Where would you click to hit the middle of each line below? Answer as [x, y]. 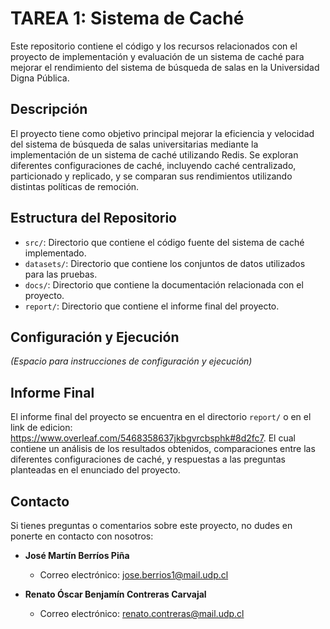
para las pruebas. [61, 274]
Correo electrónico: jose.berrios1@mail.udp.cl [134, 575]
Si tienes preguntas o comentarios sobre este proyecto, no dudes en [151, 525]
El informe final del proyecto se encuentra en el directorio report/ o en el [161, 417]
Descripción [49, 109]
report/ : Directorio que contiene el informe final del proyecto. [152, 306]
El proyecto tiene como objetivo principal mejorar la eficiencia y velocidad [162, 133]
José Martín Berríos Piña [77, 555]
